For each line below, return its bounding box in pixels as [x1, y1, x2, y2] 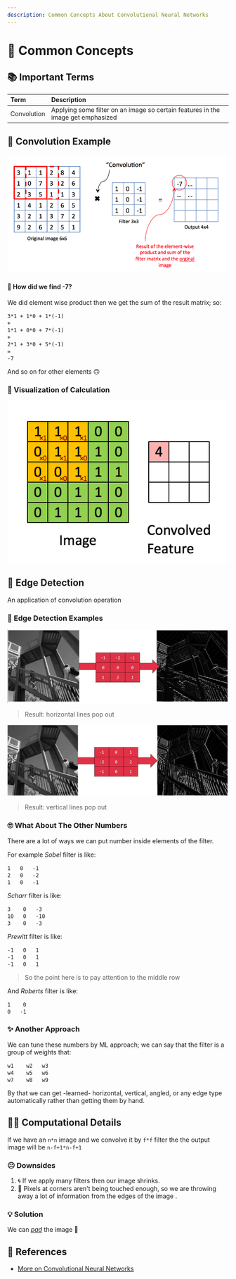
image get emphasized [51, 113, 117, 122]
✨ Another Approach [7, 1024, 80, 1034]
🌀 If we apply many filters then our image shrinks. [17, 1176, 160, 1185]
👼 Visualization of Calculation [7, 384, 110, 394]
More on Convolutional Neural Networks [17, 1264, 134, 1273]
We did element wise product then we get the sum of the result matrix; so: [7, 298, 222, 306]
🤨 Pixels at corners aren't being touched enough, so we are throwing [17, 1184, 216, 1192]
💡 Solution [7, 1209, 44, 1219]
